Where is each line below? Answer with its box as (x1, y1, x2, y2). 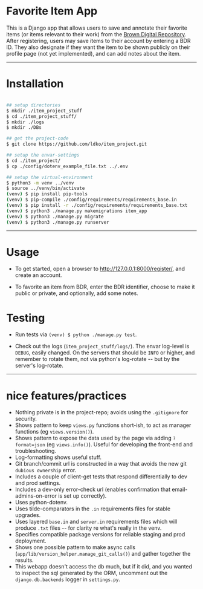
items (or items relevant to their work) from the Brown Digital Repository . (6, 30, 187, 37)
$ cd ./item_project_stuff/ (6, 113, 77, 119)
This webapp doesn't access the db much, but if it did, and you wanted (14, 563, 192, 570)
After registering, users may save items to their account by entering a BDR (6, 37, 191, 44)
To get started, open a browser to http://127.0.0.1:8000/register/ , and (14, 265, 185, 273)
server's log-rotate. (14, 362, 63, 369)
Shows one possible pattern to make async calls (14, 544, 136, 551)
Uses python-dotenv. (14, 499, 68, 506)
